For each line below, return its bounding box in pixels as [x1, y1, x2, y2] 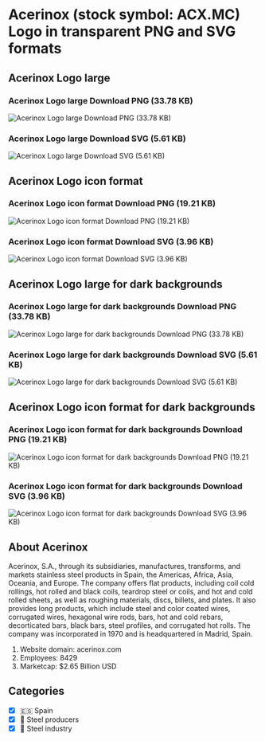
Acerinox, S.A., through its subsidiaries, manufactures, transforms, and [8, 561, 241, 570]
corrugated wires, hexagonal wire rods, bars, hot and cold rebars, [8, 612, 224, 621]
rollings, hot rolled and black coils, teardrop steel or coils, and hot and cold [8, 586, 253, 596]
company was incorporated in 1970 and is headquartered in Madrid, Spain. [8, 629, 253, 638]
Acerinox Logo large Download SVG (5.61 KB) [8, 133, 187, 144]
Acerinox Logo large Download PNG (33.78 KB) [8, 95, 193, 106]
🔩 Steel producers [19, 715, 80, 724]
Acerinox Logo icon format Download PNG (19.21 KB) [8, 198, 216, 209]
